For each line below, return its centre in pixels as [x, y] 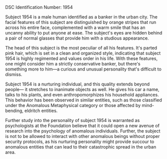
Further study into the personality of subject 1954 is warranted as [72, 120]
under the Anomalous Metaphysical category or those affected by [73, 105]
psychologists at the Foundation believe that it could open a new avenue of [82, 125]
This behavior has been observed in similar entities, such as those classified [84, 100]
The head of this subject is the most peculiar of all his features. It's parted [81, 48]
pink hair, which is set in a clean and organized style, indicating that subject [83, 53]
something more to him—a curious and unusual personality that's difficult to [83, 69]
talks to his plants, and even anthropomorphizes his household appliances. [82, 95]
